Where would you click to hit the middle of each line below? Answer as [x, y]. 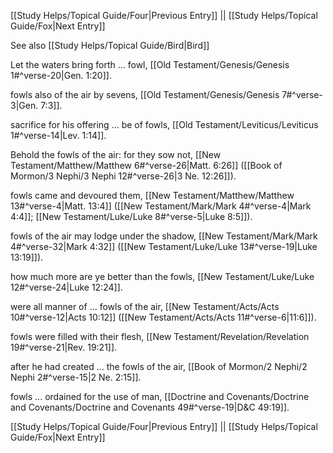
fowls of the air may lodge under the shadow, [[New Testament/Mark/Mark [164, 236]
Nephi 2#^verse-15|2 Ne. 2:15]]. [76, 377]
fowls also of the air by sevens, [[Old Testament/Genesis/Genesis [145, 94]
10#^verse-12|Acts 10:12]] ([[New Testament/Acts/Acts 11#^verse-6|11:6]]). [163, 317]
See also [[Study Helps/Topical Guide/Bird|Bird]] [110, 45]
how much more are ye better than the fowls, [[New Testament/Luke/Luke [162, 276]
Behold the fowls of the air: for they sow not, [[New [116, 154]
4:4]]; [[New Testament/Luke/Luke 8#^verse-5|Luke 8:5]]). [131, 216]
